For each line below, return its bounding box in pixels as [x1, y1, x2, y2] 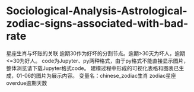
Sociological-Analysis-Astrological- [6, 4, 188, 18]
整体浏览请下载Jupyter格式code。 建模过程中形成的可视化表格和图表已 [6, 64, 179, 72]
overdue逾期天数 [6, 79, 47, 87]
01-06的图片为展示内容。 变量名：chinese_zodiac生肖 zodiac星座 [16, 72, 176, 79]
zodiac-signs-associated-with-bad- [6, 17, 189, 30]
